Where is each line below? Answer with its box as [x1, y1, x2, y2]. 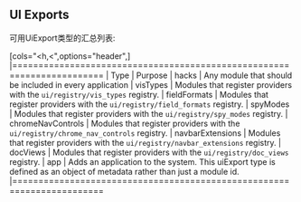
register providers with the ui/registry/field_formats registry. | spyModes [9, 99, 290, 110]
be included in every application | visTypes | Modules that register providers [9, 79, 292, 90]
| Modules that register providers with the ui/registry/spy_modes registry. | [9, 108, 288, 119]
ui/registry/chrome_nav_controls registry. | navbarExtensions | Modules [9, 127, 281, 139]
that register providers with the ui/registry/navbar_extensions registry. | [9, 137, 282, 148]
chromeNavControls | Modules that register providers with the [9, 118, 240, 129]
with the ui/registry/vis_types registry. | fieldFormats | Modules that [9, 89, 269, 100]
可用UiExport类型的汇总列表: [9, 32, 116, 43]
